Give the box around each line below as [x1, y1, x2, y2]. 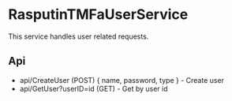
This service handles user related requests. [8, 32, 149, 41]
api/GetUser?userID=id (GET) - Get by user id [19, 84, 168, 93]
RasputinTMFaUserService [8, 6, 189, 24]
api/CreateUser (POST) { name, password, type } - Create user [19, 75, 225, 84]
